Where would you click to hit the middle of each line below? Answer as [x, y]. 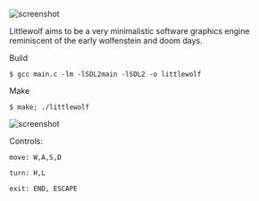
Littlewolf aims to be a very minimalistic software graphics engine [129, 31]
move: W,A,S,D [36, 157]
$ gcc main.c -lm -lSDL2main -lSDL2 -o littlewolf [105, 74]
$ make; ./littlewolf [50, 107]
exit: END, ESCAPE [43, 188]
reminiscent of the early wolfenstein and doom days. [106, 41]
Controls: [26, 141]
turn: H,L [28, 173]
